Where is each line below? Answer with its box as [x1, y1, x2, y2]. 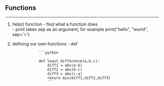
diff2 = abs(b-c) [47, 67, 82, 72]
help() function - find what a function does [12, 21, 98, 27]
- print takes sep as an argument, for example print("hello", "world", [12, 26, 148, 32]
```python [38, 50, 59, 55]
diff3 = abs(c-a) [47, 71, 82, 76]
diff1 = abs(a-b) [47, 63, 82, 68]
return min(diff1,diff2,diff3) [47, 75, 111, 80]
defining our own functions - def [12, 41, 78, 46]
